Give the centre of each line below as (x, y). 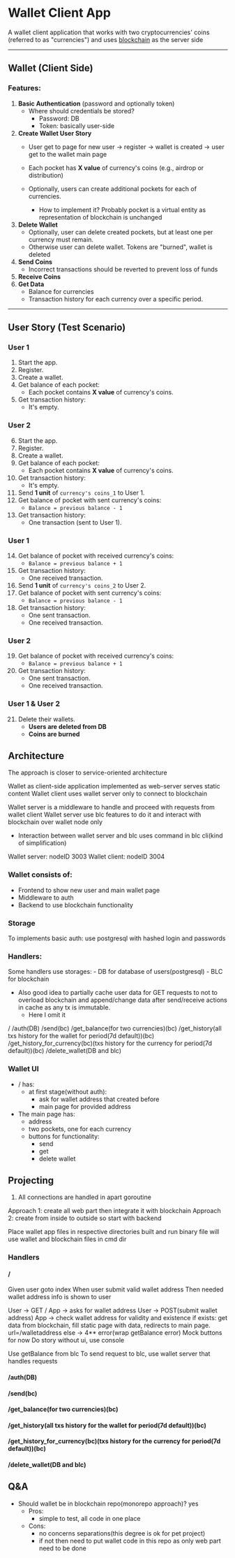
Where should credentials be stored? (81, 111)
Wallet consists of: (40, 874)
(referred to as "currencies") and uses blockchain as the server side (106, 39)
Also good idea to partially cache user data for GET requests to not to (118, 993)
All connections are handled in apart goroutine (85, 1197)
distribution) (46, 175)
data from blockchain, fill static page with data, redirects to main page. (109, 1325)
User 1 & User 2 (34, 704)
